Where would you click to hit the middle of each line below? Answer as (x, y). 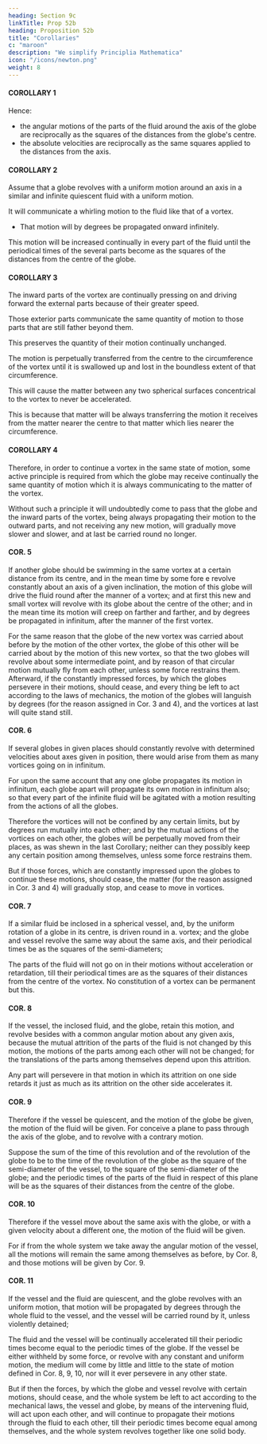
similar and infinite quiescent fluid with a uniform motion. (101, 196)
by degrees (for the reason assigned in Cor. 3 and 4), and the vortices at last (133, 704)
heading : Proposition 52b (51, 30)
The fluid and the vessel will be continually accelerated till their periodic (126, 1339)
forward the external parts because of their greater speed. (104, 304)
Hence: (20, 110)
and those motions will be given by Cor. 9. (77, 1262)
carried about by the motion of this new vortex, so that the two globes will (129, 653)
